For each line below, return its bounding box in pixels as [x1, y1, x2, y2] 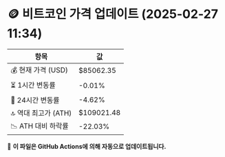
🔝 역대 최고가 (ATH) [10, 108, 72, 118]
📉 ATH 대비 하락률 [10, 121, 69, 131]
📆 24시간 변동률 [10, 95, 60, 105]
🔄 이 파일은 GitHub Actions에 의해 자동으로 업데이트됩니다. [7, 142, 167, 150]
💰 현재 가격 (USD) [10, 65, 69, 74]
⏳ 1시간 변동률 [10, 80, 56, 90]
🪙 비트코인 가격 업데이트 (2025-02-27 [7, 6, 219, 22]
